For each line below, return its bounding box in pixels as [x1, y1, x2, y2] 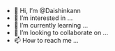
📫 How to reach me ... [13, 37, 79, 44]
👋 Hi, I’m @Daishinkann [13, 7, 82, 14]
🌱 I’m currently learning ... [13, 21, 89, 29]
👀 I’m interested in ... [13, 14, 73, 22]
